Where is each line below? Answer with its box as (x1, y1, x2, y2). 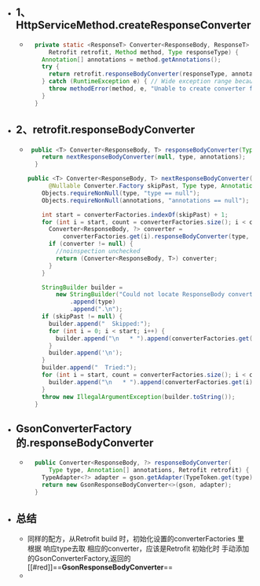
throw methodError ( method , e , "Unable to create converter (48, 85, 246, 93)
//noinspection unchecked (55, 247, 141, 255)
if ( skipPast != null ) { (42, 313, 123, 320)
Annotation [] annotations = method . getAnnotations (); (42, 56, 222, 64)
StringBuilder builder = (42, 284, 123, 291)
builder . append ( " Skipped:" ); (48, 320, 152, 328)
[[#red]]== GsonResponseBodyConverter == (27, 562, 174, 572)
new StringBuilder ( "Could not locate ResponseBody (55, 291, 225, 298)
